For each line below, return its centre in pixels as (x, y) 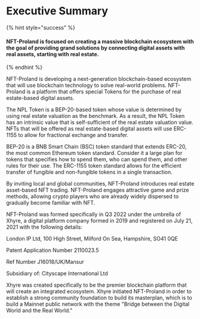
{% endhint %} (24, 68)
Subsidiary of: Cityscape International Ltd (57, 274)
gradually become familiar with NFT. (51, 203)
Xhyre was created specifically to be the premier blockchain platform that (96, 285)
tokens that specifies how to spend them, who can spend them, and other (97, 159)
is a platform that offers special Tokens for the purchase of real (104, 92)
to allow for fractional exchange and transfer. (73, 135)
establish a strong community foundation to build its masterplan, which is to (99, 298)
